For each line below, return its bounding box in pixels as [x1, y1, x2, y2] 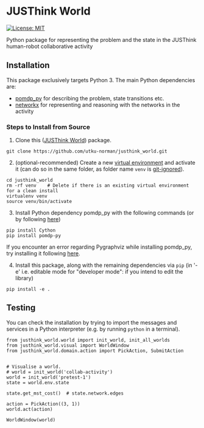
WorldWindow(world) [6, 416, 56, 423]
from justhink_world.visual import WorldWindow [6, 342, 130, 348]
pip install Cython [6, 227, 56, 233]
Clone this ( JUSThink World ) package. [15, 137, 111, 144]
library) [15, 275, 33, 282]
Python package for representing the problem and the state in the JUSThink [6, 36, 197, 43]
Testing [6, 303, 36, 313]
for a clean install [6, 188, 59, 194]
